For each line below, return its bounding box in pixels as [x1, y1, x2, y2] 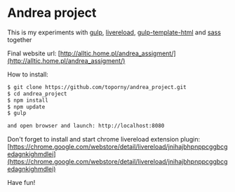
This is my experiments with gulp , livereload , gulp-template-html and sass [7, 28, 221, 36]
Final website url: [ [7, 49, 61, 57]
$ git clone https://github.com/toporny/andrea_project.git [7, 83, 187, 90]
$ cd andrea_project [7, 90, 68, 97]
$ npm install [7, 97, 49, 104]
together [7, 35, 32, 43]
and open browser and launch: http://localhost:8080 [7, 123, 165, 130]
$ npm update [7, 103, 46, 110]
